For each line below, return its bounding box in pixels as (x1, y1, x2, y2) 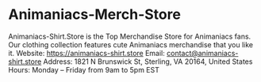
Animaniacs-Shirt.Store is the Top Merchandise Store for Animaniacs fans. (8, 32, 251, 41)
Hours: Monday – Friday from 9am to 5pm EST (8, 65, 160, 74)
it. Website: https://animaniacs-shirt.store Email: (8, 48, 165, 58)
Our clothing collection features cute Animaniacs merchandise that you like (8, 39, 254, 49)
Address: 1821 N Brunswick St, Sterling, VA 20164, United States (43, 57, 253, 66)
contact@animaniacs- (166, 48, 239, 58)
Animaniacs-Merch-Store (8, 6, 181, 24)
